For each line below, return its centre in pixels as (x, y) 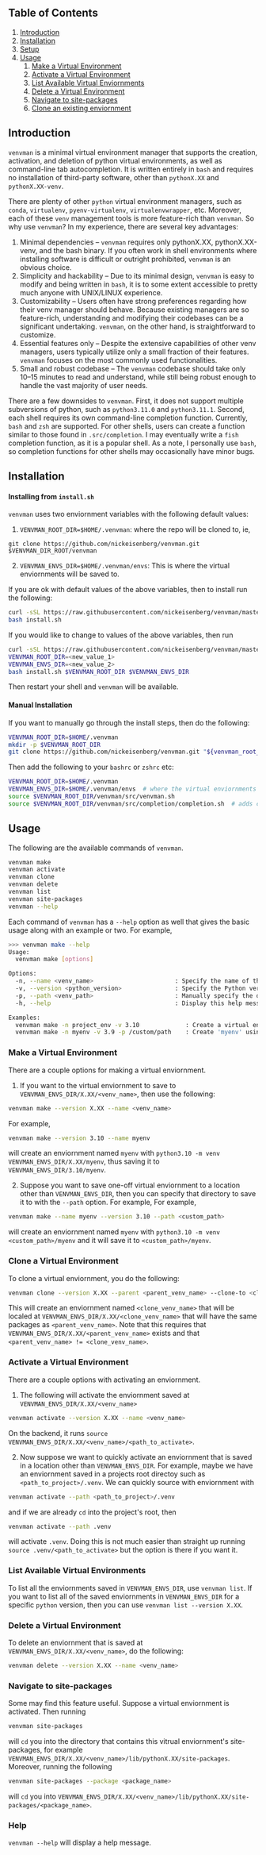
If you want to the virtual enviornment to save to (98, 1085)
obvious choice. (46, 267)
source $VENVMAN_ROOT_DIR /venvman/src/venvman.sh (92, 797)
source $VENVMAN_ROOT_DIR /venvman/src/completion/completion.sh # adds (131, 804)
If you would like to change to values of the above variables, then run (121, 635)
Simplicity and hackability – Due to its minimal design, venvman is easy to (137, 275)
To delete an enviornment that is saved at (76, 1642)
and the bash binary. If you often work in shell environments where (148, 250)
